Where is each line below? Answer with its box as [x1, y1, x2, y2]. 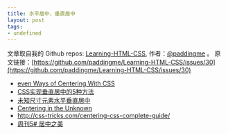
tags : [7, 23, 23, 30]
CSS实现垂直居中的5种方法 [17, 87, 95, 96]
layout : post [7, 17, 45, 24]
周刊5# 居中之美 [17, 119, 64, 128]
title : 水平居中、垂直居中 [7, 10, 76, 17]
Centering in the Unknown [17, 104, 92, 112]
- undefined [7, 29, 42, 37]
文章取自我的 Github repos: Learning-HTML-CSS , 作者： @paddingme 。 [7, 49, 213, 58]
